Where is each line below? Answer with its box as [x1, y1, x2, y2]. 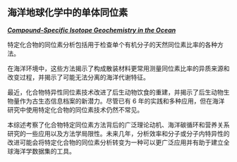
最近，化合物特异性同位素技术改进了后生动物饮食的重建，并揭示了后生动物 [7, 87, 224, 96]
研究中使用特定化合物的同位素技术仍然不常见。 [7, 105, 143, 114]
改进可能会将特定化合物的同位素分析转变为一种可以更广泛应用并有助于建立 [7, 138, 224, 147]
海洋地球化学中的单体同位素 [7, 6, 128, 19]
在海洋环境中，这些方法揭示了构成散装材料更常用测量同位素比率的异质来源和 [7, 64, 230, 73]
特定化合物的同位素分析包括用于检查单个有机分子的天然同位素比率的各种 [7, 40, 217, 49]
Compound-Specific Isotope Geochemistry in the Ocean [7, 25, 176, 34]
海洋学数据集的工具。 [13, 147, 75, 155]
